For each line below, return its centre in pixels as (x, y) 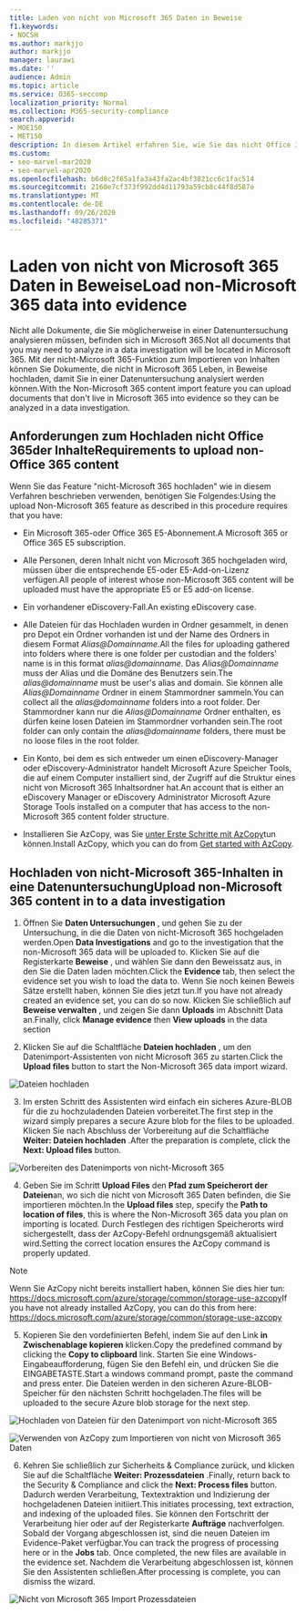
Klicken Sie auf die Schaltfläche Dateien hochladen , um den (137, 1047)
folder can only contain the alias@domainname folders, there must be (154, 731)
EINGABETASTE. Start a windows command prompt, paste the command (158, 1374)
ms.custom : (30, 153)
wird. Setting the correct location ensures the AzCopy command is (146, 1243)
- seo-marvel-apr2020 (51, 170)
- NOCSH (24, 35)
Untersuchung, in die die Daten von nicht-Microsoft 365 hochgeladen (153, 933)
